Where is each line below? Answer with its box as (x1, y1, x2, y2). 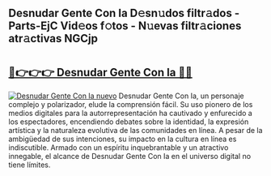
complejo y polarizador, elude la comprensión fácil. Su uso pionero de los (8, 100, 253, 109)
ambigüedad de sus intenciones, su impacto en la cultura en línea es (8, 134, 237, 144)
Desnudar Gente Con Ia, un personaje (118, 91, 244, 101)
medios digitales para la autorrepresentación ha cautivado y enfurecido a (8, 109, 252, 118)
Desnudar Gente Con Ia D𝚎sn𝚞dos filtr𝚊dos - (8, 6, 240, 20)
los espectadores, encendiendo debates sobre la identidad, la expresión (8, 117, 249, 127)
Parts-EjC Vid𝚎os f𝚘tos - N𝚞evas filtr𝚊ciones (8, 19, 242, 33)
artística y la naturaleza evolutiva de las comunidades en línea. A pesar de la (8, 126, 263, 135)
